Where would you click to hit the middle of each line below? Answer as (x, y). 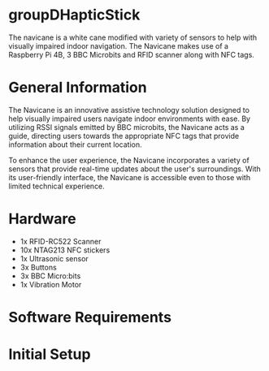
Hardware (42, 219)
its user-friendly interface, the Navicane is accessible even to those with (129, 177)
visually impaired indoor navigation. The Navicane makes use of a (119, 45)
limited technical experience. (57, 186)
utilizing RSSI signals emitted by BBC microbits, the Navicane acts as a (127, 127)
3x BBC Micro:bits (50, 276)
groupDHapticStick (74, 15)
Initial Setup (50, 354)
